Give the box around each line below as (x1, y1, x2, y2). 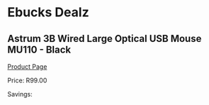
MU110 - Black (7, 43, 72, 55)
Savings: (7, 90, 33, 98)
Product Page (7, 62, 47, 71)
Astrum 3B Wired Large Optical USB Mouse (7, 33, 202, 45)
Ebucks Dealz (7, 4, 90, 21)
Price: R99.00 (7, 76, 47, 84)
